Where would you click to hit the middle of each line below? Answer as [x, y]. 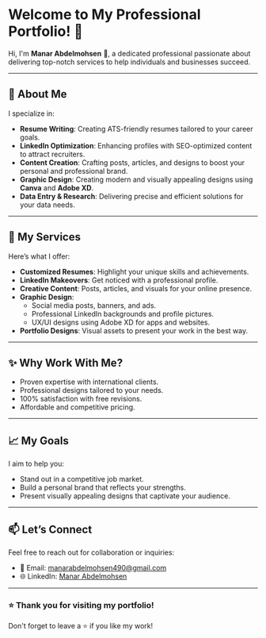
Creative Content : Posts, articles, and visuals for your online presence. [135, 288]
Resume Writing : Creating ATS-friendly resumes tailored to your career [136, 129]
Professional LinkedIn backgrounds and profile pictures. [123, 313]
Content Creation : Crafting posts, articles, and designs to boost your [132, 162]
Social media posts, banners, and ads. [94, 305]
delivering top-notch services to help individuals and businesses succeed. [129, 62]
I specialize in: [32, 113]
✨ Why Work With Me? [66, 363]
